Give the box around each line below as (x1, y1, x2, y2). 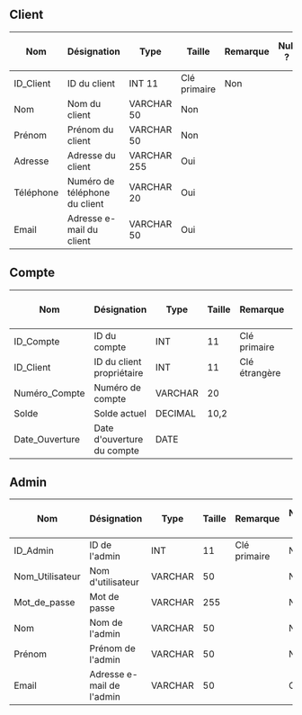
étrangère (239, 366, 281, 379)
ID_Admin (13, 544, 54, 557)
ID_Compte (13, 335, 60, 347)
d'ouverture (93, 433, 144, 445)
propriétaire (93, 366, 144, 379)
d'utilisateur (89, 576, 139, 588)
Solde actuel (93, 407, 147, 419)
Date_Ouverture (13, 433, 81, 445)
